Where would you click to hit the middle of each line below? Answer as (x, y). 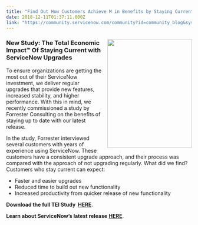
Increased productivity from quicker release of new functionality (93, 193)
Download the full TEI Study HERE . (49, 204)
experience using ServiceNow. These (52, 150)
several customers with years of (45, 144)
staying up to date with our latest (46, 120)
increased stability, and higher (43, 95)
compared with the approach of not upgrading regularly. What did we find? (97, 163)
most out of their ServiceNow (42, 76)
